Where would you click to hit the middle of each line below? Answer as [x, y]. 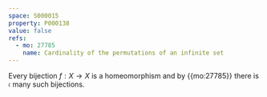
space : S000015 [34, 16]
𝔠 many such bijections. [47, 84]
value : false [30, 30]
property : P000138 [39, 23]
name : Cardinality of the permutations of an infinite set [123, 53]
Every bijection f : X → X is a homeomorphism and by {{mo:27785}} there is [133, 76]
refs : [17, 38]
